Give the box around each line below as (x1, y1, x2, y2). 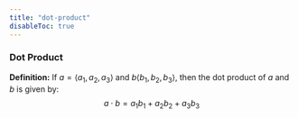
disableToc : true (9, 22, 75, 31)
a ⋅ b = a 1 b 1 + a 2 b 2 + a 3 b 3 (103, 97, 200, 111)
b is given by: (9, 83, 60, 95)
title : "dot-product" (9, 13, 91, 23)
